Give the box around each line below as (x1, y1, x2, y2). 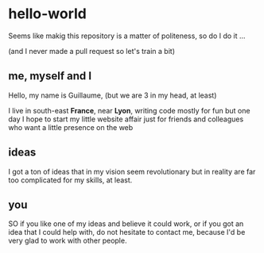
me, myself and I (8, 69, 92, 83)
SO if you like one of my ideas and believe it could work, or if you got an (8, 219, 244, 228)
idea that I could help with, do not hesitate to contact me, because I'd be (8, 228, 246, 237)
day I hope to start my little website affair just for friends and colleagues (8, 114, 244, 124)
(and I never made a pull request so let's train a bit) (8, 46, 175, 56)
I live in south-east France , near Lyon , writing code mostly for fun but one (8, 105, 250, 115)
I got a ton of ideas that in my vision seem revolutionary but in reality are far (8, 167, 256, 176)
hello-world (8, 5, 87, 23)
